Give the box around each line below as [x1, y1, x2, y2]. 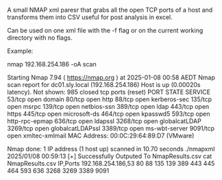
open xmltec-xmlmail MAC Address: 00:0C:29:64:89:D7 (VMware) [7, 131, 195, 140]
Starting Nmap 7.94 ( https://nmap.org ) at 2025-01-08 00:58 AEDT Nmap [7, 73, 216, 81]
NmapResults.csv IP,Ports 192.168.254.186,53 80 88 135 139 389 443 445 [7, 159, 215, 167]
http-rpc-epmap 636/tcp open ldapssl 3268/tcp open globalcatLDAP [7, 117, 202, 125]
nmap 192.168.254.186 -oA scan [7, 60, 97, 68]
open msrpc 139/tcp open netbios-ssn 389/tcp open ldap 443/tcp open [7, 103, 210, 110]
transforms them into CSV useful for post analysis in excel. [7, 13, 173, 21]
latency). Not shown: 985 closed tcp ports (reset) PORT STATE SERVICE [7, 88, 211, 96]
